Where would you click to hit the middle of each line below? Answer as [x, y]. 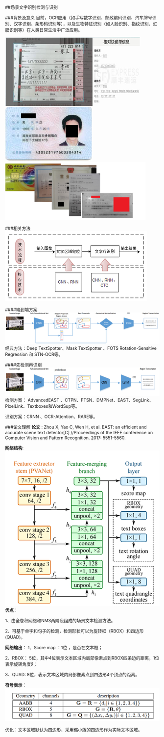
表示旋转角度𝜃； [21, 664]
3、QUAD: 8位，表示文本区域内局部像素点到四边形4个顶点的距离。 [72, 675]
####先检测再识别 [23, 365]
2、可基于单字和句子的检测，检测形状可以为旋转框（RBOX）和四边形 [74, 631]
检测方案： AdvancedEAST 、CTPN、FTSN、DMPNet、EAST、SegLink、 [79, 400]
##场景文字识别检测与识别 [31, 7]
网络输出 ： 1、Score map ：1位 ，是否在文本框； [54, 648]
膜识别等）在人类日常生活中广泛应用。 [44, 30]
